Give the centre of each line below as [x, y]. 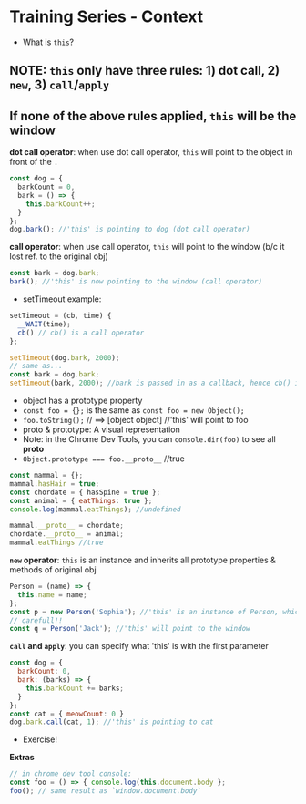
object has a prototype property [82, 401]
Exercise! [40, 739]
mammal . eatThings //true [56, 543]
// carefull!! [36, 620]
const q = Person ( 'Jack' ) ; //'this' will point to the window [130, 629]
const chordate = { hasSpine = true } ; [85, 492]
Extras [22, 758]
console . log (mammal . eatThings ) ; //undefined [95, 509]
